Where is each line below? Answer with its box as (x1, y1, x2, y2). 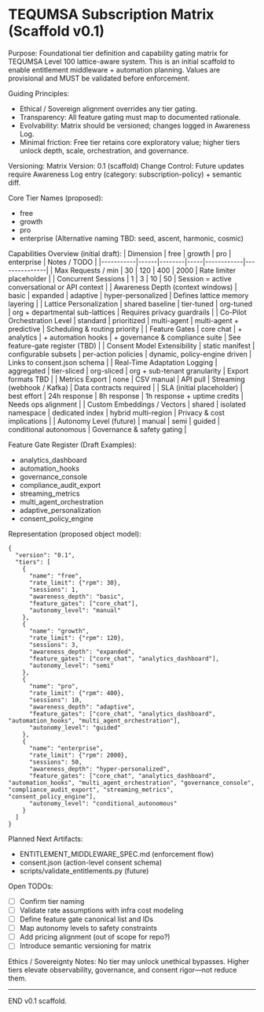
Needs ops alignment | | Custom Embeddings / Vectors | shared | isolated (8, 400, 246, 409)
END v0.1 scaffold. (8, 996, 67, 1006)
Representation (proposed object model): (8, 529, 141, 538)
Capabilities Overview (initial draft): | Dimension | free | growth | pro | (8, 248, 232, 258)
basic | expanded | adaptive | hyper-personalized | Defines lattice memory (8, 290, 249, 300)
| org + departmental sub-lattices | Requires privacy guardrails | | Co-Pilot (8, 307, 247, 317)
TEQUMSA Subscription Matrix (8, 6, 214, 24)
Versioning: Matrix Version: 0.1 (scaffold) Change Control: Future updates (8, 161, 245, 170)
